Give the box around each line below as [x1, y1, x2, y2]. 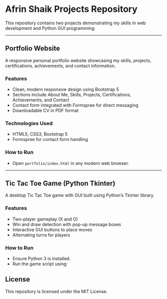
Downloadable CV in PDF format [12, 108, 79, 114]
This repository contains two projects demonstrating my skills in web [5, 20, 146, 26]
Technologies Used [5, 120, 53, 127]
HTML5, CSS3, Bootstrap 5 [12, 131, 68, 137]
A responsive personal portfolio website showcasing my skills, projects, [5, 57, 152, 63]
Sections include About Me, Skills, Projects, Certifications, [12, 92, 132, 98]
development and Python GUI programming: [5, 25, 96, 31]
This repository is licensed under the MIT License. [5, 288, 108, 294]
